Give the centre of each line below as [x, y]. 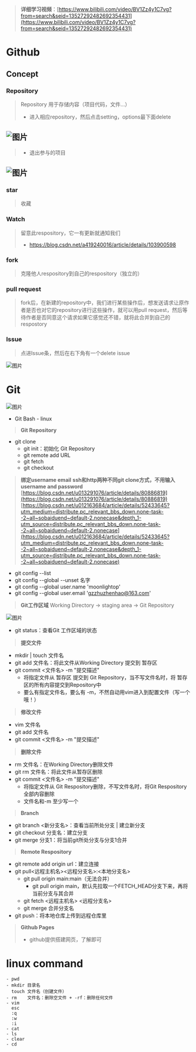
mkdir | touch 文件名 [39, 655]
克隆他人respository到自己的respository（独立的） [82, 273]
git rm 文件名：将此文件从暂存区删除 [59, 771]
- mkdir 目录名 [23, 985]
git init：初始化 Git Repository [59, 448]
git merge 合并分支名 [49, 908]
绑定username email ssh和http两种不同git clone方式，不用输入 [98, 479]
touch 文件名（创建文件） [39, 992]
